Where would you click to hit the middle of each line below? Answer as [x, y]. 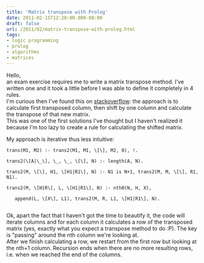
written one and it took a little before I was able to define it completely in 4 [100, 88]
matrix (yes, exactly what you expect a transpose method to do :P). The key [102, 228]
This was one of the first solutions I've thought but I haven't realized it [94, 121]
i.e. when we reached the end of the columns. [64, 254]
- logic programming [33, 40]
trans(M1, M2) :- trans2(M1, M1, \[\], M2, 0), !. [72, 150]
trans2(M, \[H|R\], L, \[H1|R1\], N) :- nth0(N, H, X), [79, 188]
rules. [13, 94]
